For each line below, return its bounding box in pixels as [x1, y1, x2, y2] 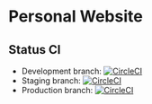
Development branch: [21, 65, 103, 76]
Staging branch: [21, 75, 82, 86]
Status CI [8, 42, 61, 57]
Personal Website [8, 6, 143, 27]
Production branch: [21, 85, 94, 95]
